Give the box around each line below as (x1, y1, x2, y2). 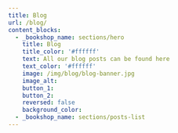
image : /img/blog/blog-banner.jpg (22, 70, 135, 77)
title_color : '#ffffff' (22, 48, 100, 56)
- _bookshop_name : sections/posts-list (15, 113, 146, 121)
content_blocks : (8, 26, 61, 34)
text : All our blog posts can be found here (22, 56, 170, 63)
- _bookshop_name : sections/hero (15, 33, 125, 41)
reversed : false (22, 99, 76, 106)
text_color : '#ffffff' (22, 63, 96, 70)
